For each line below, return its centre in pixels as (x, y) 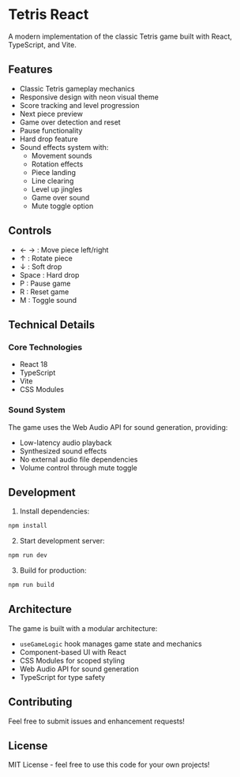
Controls (30, 231)
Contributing (40, 702)
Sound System (37, 410)
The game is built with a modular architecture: (83, 628)
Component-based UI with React (73, 652)
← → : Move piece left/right (64, 249)
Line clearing (52, 181)
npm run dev (28, 555)
